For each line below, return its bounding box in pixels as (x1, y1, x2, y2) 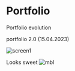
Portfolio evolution (6, 24, 52, 31)
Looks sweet (6, 58, 38, 66)
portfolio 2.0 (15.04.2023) (6, 35, 70, 42)
